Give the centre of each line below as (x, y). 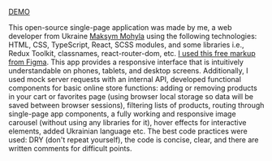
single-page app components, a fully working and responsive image (123, 114)
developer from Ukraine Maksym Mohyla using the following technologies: (133, 36)
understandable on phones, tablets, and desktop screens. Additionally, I (129, 71)
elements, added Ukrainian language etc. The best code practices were (128, 131)
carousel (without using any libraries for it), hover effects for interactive (127, 122)
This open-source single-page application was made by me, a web (120, 27)
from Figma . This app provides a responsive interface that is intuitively (126, 62)
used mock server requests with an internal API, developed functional (125, 79)
